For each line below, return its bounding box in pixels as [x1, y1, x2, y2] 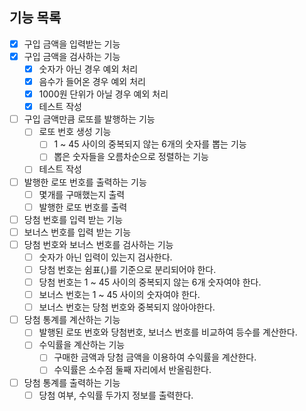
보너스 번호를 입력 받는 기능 [23, 226, 132, 238]
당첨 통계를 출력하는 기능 [23, 376, 121, 388]
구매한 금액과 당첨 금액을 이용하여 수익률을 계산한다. [53, 351, 257, 363]
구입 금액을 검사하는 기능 [23, 50, 121, 62]
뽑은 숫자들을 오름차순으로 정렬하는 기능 [53, 151, 209, 163]
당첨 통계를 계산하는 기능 [23, 314, 121, 326]
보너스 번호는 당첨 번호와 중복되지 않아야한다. [38, 301, 216, 313]
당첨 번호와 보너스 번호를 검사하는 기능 [23, 238, 174, 250]
